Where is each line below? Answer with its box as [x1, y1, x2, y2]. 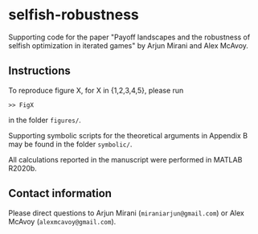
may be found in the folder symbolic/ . [8, 139, 133, 149]
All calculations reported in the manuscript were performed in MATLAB [8, 154, 243, 164]
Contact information [8, 187, 113, 200]
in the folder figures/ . [8, 115, 82, 125]
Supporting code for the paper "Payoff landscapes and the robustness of [8, 32, 251, 42]
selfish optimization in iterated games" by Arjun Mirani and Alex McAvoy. [8, 40, 249, 50]
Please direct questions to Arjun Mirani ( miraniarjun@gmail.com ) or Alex [8, 207, 245, 218]
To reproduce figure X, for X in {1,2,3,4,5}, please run [8, 85, 184, 95]
